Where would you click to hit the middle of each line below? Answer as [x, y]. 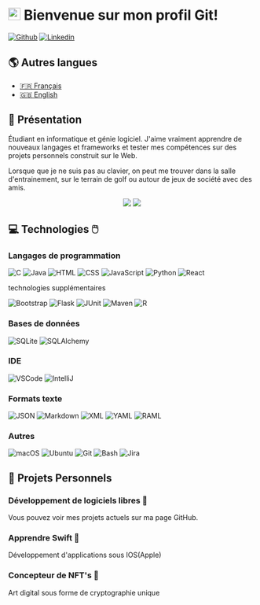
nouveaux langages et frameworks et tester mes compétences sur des [123, 147]
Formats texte [35, 398]
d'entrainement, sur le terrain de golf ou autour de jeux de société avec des [130, 179]
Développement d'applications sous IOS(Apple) [85, 555]
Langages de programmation [64, 256]
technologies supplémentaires [57, 288]
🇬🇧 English [38, 94]
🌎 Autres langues [53, 63]
